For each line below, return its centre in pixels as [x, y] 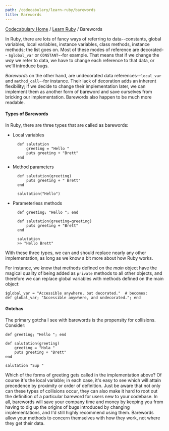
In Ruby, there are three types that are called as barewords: [67, 125]
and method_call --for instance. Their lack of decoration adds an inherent [81, 81]
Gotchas [14, 309]
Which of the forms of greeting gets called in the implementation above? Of [84, 375]
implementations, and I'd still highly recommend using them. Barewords [79, 412]
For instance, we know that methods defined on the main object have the [81, 268]
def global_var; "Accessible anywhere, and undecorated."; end [73, 298]
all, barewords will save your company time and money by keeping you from [84, 402]
